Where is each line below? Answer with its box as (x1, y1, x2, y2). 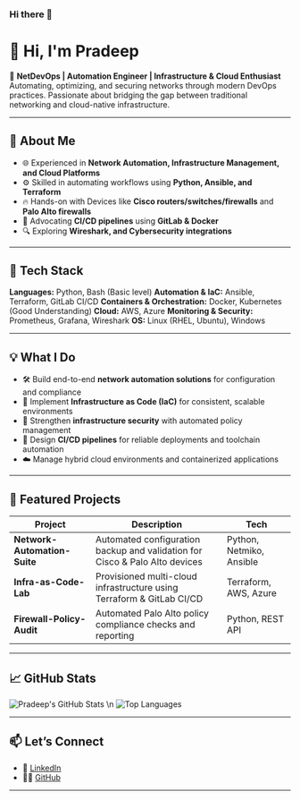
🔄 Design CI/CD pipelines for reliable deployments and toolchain (21, 434, 261, 446)
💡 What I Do (9, 349, 76, 365)
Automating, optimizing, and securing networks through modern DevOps (9, 80, 277, 90)
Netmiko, (226, 545, 265, 557)
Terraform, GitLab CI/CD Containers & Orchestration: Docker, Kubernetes (9, 296, 283, 307)
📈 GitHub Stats (9, 670, 96, 685)
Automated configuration (95, 533, 201, 546)
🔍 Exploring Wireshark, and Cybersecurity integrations (21, 226, 232, 236)
